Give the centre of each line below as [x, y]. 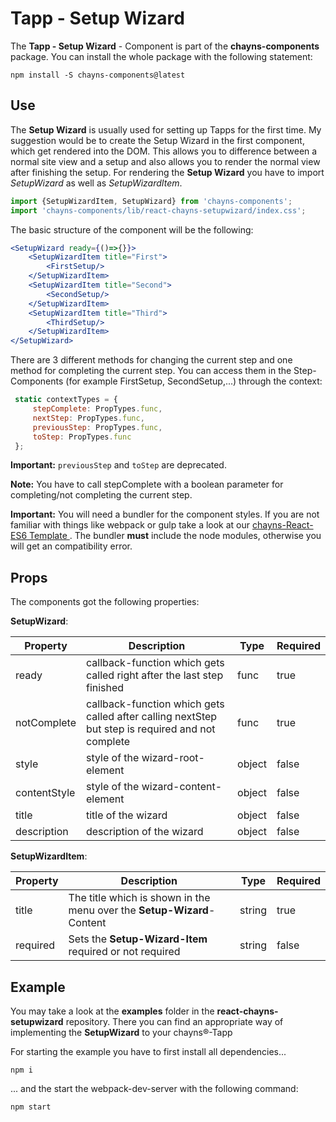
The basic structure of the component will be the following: [132, 229]
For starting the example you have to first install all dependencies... [148, 1051]
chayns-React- [283, 525]
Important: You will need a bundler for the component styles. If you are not [165, 514]
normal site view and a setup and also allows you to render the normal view [165, 161]
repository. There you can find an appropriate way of [174, 1021]
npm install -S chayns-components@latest [98, 75]
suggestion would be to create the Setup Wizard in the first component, [157, 140]
